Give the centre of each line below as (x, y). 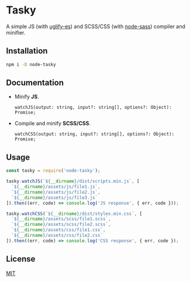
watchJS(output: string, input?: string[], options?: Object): (93, 108)
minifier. (16, 32)
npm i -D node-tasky (31, 64)
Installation (27, 51)
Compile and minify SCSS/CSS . (53, 123)
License (21, 259)
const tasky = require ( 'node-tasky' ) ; (53, 171)
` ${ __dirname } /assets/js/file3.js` (55, 197)
